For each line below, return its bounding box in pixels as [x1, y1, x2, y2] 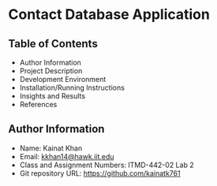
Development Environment [19, 75, 107, 84]
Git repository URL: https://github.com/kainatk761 [19, 168, 181, 178]
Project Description [19, 66, 83, 76]
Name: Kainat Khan [19, 143, 83, 153]
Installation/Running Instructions [19, 83, 125, 92]
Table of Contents [8, 37, 99, 50]
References [19, 100, 58, 109]
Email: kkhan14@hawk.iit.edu [19, 151, 114, 161]
